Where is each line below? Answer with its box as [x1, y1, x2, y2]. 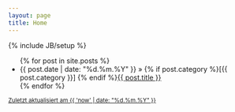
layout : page [8, 11, 51, 20]
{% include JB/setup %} [8, 40, 87, 50]
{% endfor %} [19, 80, 65, 91]
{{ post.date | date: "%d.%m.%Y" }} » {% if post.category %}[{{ [19, 64, 228, 73]
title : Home [8, 19, 47, 27]
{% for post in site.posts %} [19, 56, 110, 65]
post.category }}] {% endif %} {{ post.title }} [19, 73, 162, 82]
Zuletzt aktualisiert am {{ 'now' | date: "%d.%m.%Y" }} [8, 96, 156, 104]
